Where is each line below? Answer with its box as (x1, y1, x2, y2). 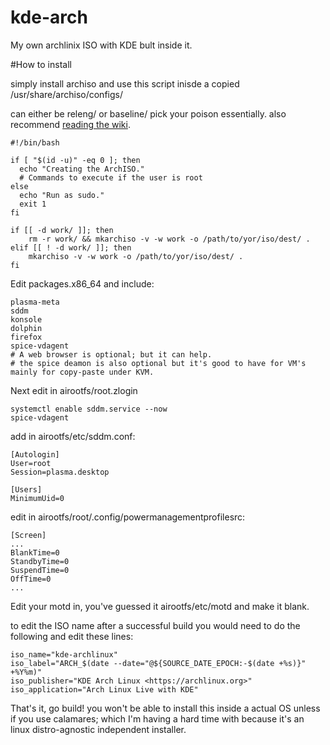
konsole (10, 314, 43, 325)
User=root (10, 458, 52, 468)
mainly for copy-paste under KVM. (10, 367, 155, 377)
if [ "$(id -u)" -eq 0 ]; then (10, 155, 141, 165)
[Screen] (10, 530, 47, 540)
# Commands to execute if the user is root (19, 172, 203, 183)
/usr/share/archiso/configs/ (10, 88, 123, 100)
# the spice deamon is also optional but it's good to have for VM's (10, 358, 307, 368)
